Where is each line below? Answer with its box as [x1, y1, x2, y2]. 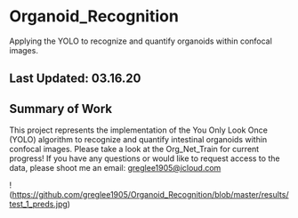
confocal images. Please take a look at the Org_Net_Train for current [9, 144, 260, 155]
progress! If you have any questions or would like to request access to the [9, 153, 280, 164]
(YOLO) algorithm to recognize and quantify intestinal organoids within [9, 134, 268, 145]
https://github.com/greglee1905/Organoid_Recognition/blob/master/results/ [12, 190, 289, 200]
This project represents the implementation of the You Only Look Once [9, 125, 269, 135]
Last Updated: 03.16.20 [9, 71, 141, 86]
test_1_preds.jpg [9, 198, 68, 210]
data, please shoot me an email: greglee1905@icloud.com [9, 163, 221, 174]
